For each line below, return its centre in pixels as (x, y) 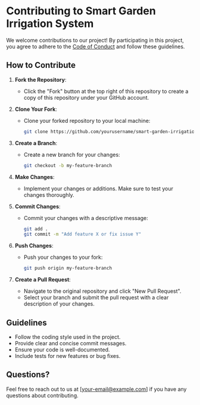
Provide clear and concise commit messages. (71, 343)
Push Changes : (34, 246)
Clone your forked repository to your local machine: (87, 120)
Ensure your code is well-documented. (62, 350)
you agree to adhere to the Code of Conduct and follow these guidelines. (96, 47)
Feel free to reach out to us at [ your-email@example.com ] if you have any (96, 389)
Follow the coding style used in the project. (68, 337)
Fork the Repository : (40, 79)
